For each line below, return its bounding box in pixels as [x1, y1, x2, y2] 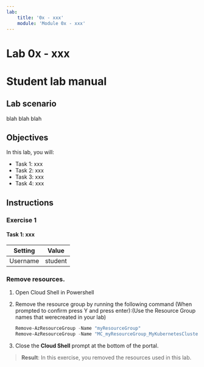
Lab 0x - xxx [6, 46, 70, 60]
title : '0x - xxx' [17, 15, 64, 21]
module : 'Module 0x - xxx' [17, 20, 86, 26]
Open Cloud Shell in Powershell [15, 289, 94, 296]
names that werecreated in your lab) [15, 313, 107, 321]
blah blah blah [6, 115, 42, 122]
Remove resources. [6, 275, 65, 283]
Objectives [6, 132, 49, 143]
